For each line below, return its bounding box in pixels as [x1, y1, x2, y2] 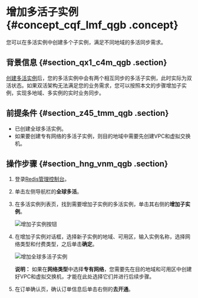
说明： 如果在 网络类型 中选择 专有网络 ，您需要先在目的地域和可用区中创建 [14, 265, 192, 273]
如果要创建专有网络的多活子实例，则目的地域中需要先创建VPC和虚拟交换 [14, 132, 191, 140]
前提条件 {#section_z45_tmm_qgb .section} [6, 108, 169, 118]
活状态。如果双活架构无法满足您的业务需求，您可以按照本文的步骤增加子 [6, 82, 181, 89]
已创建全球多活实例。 [14, 125, 67, 132]
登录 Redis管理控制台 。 [14, 176, 70, 183]
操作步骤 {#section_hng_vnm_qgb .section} [6, 158, 169, 169]
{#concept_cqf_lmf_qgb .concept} [6, 18, 179, 32]
